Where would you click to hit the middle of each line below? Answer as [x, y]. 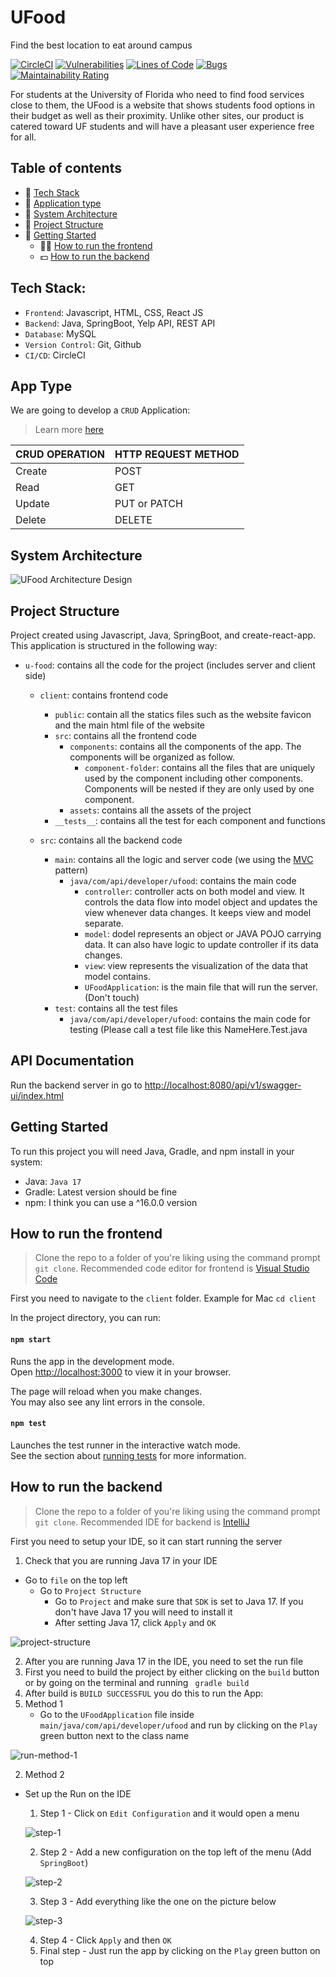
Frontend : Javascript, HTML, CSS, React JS [114, 312]
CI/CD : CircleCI [55, 355]
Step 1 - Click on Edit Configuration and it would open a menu [169, 1813]
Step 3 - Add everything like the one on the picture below [158, 1901]
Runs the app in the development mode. [92, 1361]
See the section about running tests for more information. [128, 1455]
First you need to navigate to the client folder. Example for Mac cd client [163, 1298]
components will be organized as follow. [152, 757]
